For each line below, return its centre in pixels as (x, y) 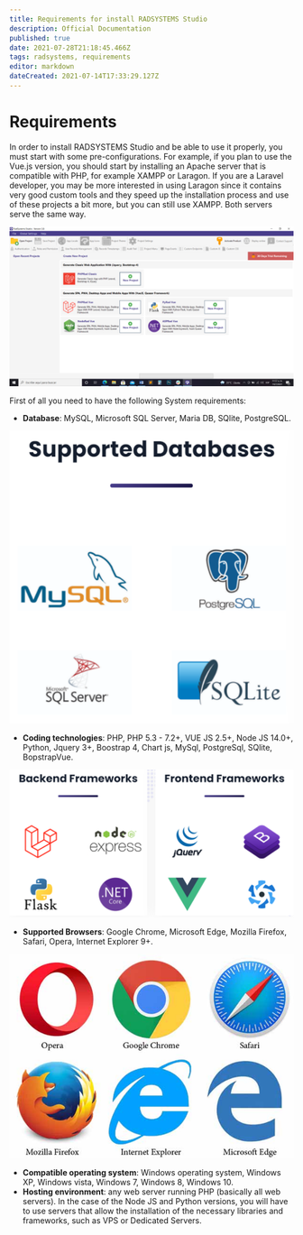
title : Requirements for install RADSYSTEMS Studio (108, 19)
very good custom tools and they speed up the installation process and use (149, 195)
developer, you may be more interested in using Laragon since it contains (146, 185)
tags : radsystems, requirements (70, 57)
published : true (40, 38)
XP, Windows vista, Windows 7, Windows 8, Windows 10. (128, 1182)
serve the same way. (48, 214)
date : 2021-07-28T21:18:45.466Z (70, 48)
